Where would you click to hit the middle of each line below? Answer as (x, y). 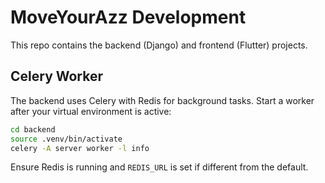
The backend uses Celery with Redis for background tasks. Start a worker (162, 100)
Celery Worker (57, 76)
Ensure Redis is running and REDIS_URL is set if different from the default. (159, 167)
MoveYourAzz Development (128, 17)
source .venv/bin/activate (66, 139)
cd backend (33, 129)
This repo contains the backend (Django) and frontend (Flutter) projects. (159, 45)
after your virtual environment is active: (91, 111)
